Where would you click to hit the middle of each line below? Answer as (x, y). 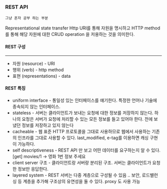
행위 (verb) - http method (38, 70)
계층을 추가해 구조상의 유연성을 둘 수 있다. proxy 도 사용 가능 (82, 181)
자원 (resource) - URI (34, 63)
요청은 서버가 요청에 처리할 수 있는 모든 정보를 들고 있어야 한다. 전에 (87, 119)
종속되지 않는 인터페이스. (36, 106)
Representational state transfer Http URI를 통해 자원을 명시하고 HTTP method (83, 28)
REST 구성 (15, 46)
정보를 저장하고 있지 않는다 (47, 125)
